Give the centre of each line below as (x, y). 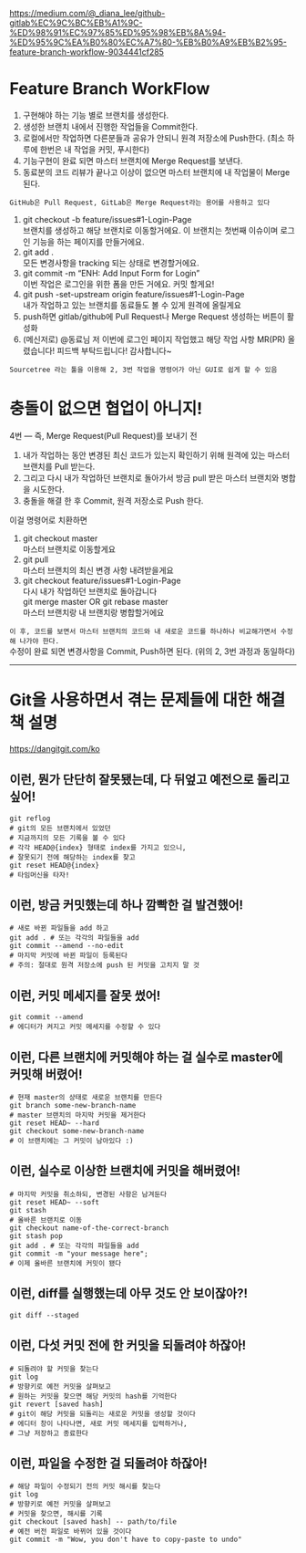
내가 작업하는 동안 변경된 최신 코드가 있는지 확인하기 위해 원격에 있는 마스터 (156, 454)
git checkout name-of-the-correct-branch (89, 1228)
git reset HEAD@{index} (55, 865)
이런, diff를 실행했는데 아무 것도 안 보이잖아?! (129, 1293)
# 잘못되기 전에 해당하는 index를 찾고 (72, 857)
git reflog (30, 818)
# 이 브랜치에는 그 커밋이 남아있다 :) (71, 1141)
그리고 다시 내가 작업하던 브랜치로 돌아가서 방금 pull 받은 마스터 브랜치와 (151, 477)
